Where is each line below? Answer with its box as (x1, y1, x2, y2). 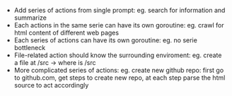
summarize (13, 13, 47, 22)
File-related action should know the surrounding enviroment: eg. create (13, 51, 222, 59)
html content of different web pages (13, 28, 119, 37)
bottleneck (13, 44, 46, 52)
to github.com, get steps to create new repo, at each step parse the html (13, 73, 226, 82)
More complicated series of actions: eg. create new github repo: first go (13, 66, 224, 74)
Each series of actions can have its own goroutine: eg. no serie (13, 36, 198, 44)
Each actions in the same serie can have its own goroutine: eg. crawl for (13, 21, 224, 29)
